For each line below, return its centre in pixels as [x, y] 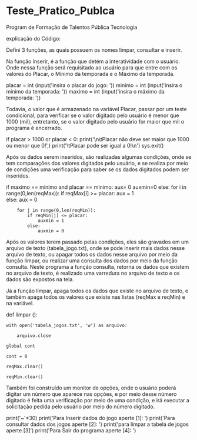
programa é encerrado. [34, 128]
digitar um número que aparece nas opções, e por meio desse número [91, 394]
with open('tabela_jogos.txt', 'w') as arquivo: [67, 325]
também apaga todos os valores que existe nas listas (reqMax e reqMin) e [96, 297]
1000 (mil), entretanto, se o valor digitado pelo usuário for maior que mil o [95, 121]
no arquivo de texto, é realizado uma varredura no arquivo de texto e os [93, 273]
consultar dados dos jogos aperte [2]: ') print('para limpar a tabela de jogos [98, 424]
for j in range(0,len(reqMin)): [56, 210]
